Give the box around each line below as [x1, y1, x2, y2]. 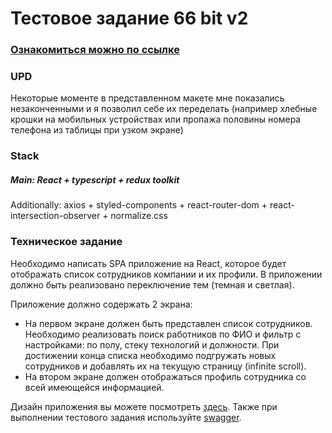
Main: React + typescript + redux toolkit [10, 173, 180, 186]
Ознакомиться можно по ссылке [10, 43, 180, 57]
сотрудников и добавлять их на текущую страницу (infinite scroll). [24, 360, 307, 372]
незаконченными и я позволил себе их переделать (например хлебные [10, 103, 318, 115]
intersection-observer [10, 210, 101, 222]
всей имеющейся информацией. [24, 381, 165, 393]
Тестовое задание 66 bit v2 [10, 7, 249, 30]
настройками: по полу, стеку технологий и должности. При [24, 338, 280, 351]
